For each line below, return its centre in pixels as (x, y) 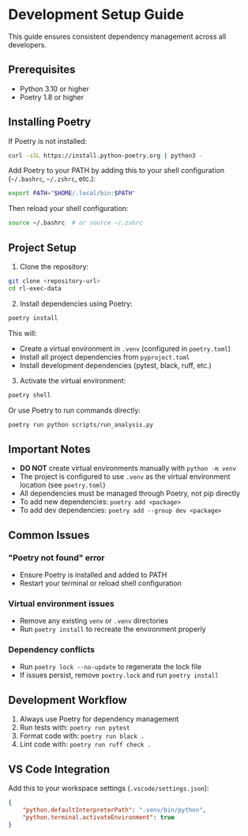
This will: (23, 333)
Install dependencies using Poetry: (76, 303)
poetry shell (30, 395)
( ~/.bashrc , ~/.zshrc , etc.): (52, 179)
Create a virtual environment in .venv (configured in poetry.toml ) (125, 348)
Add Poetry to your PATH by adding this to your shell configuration (116, 171)
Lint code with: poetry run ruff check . (85, 744)
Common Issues (49, 535)
